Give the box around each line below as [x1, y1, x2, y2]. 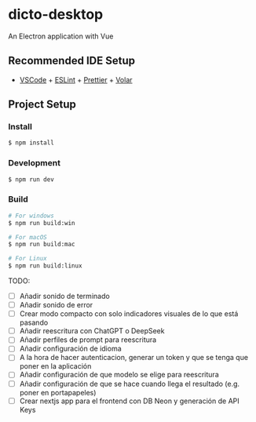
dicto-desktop [8, 5, 104, 24]
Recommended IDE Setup [8, 54, 136, 67]
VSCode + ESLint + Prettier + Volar [19, 75, 133, 84]
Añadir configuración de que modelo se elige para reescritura [19, 370, 220, 380]
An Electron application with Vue [8, 31, 114, 41]
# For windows [8, 212, 55, 220]
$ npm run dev [8, 175, 55, 184]
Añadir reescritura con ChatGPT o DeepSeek [19, 326, 165, 336]
